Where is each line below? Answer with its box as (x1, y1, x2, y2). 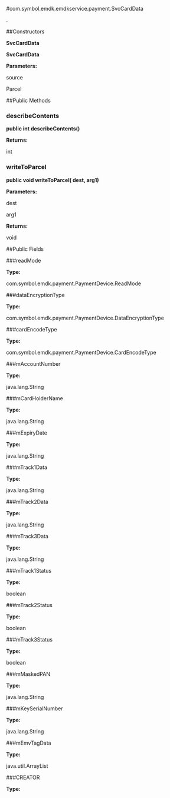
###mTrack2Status (6, 601, 53, 608)
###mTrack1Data (6, 464, 48, 471)
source (6, 74, 24, 81)
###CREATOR (6, 774, 40, 781)
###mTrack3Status (6, 636, 53, 643)
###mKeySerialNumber (6, 705, 63, 712)
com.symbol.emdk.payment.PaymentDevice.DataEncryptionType (6, 314, 164, 321)
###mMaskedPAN (6, 670, 50, 678)
